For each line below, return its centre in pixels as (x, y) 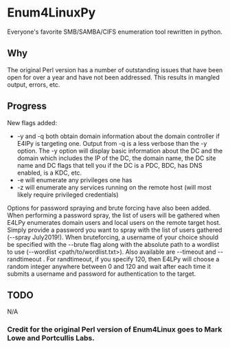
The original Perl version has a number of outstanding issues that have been (115, 69)
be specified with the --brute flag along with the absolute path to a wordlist (113, 244)
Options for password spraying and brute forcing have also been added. (109, 208)
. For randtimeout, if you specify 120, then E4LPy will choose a (131, 259)
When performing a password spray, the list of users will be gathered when (114, 215)
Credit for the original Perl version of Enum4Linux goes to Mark (115, 329)
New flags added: (32, 122)
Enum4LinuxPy (51, 13)
